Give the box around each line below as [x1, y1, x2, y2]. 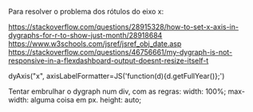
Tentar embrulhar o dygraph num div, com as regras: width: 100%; [8, 87, 227, 96]
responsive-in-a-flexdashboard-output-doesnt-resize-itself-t [8, 56, 209, 65]
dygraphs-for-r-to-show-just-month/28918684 [8, 31, 163, 40]
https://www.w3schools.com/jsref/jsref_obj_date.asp [8, 39, 182, 48]
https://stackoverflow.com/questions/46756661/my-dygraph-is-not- [8, 48, 233, 56]
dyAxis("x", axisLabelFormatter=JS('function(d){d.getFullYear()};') [8, 71, 225, 80]
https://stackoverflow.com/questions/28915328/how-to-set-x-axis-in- [8, 22, 239, 31]
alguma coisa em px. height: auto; [30, 95, 142, 104]
